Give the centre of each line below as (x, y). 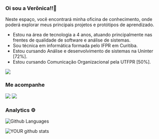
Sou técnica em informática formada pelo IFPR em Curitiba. (75, 46)
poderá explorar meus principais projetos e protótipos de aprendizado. (80, 25)
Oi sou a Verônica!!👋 (31, 8)
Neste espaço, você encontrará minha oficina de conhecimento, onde (79, 19)
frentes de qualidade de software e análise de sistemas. (72, 40)
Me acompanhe (25, 85)
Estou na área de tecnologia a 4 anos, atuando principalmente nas (82, 35)
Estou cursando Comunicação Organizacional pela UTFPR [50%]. (82, 62)
